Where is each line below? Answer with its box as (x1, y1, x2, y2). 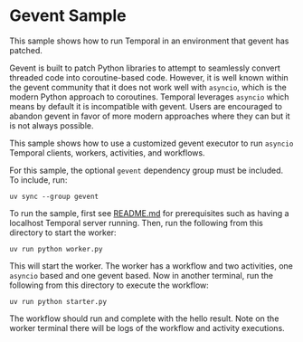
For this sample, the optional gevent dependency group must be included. (9, 165, 284, 176)
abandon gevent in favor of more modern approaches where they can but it (9, 110, 291, 121)
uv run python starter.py (9, 297, 107, 306)
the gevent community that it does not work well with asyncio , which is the (9, 81, 287, 92)
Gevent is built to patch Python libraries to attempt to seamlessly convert (9, 62, 280, 73)
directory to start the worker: (9, 227, 117, 238)
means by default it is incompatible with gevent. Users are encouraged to (9, 100, 283, 111)
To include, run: (9, 174, 68, 185)
